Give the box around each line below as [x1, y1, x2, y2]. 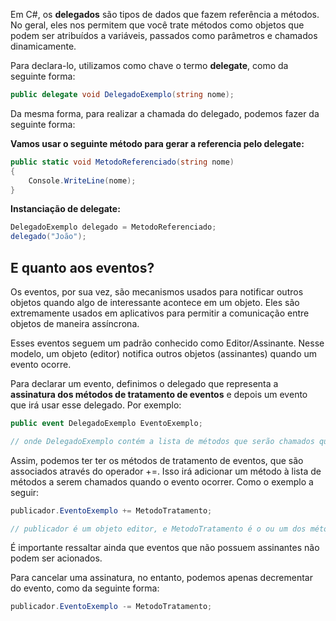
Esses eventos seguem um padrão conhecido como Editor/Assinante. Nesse [10, 337, 325, 349]
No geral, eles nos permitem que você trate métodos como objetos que [10, 19, 305, 31]
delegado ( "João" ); [10, 232, 87, 242]
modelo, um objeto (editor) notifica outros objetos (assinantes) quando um [10, 347, 317, 359]
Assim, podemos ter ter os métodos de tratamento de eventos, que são [10, 454, 304, 466]
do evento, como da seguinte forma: [10, 582, 160, 594]
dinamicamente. [10, 40, 77, 52]
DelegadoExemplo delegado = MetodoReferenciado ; [10, 222, 217, 233]
